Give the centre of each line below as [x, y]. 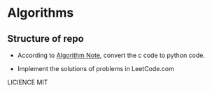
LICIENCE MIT [28, 82]
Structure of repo [45, 39]
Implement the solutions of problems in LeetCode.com [96, 69]
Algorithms [41, 13]
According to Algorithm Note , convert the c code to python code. [111, 55]
